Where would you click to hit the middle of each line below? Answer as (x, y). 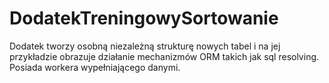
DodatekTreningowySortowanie (144, 18)
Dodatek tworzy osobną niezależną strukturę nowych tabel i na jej (145, 46)
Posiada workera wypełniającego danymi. (95, 67)
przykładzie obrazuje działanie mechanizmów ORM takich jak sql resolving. (164, 56)
